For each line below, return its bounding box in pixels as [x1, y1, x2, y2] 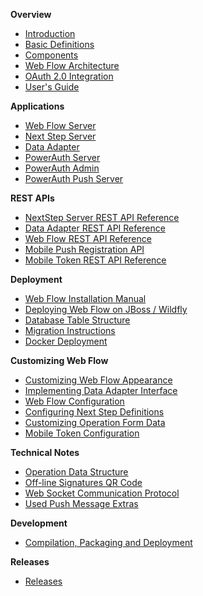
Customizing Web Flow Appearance [24, 374, 173, 386]
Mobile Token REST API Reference [24, 254, 167, 266]
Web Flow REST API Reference [24, 233, 152, 244]
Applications [10, 100, 65, 112]
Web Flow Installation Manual [24, 293, 147, 304]
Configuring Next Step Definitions [24, 406, 165, 418]
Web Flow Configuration [24, 395, 125, 407]
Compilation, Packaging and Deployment [24, 537, 193, 548]
